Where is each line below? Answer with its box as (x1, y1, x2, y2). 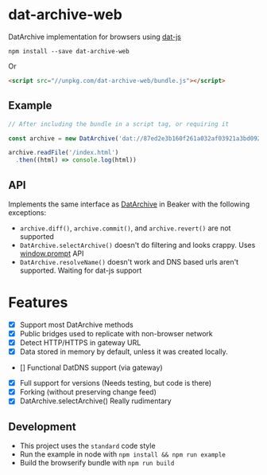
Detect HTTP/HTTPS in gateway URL (19, 338, 141, 347)
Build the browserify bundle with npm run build (19, 458, 175, 468)
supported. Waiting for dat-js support (19, 265, 142, 275)
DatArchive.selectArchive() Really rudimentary (19, 396, 172, 406)
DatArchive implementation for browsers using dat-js (8, 32, 181, 41)
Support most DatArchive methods (19, 320, 133, 329)
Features (8, 293, 68, 312)
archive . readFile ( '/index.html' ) (8, 149, 119, 157)
